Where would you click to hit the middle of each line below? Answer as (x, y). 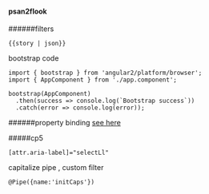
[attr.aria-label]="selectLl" (59, 153)
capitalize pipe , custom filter (56, 168)
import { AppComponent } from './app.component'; (93, 80)
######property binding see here (65, 123)
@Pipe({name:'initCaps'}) (51, 182)
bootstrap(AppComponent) (50, 94)
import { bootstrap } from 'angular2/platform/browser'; (105, 73)
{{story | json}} (37, 44)
